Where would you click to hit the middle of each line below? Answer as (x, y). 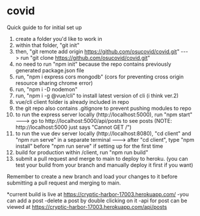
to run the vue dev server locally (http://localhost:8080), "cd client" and (103, 133)
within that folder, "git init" (47, 45)
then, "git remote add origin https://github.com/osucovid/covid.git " (97, 51)
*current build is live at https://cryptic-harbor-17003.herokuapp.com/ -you (98, 194)
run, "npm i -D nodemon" (46, 89)
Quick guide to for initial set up (44, 27)
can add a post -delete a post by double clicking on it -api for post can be (97, 201)
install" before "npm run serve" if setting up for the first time (89, 146)
